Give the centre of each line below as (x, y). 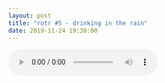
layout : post (30, 16)
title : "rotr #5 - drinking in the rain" (78, 23)
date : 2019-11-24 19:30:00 (53, 30)
